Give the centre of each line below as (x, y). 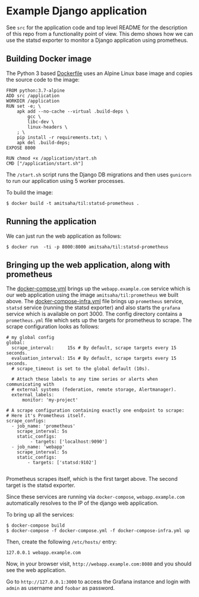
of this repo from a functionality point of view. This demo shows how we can (100, 33)
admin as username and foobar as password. (61, 588)
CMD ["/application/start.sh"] (45, 163)
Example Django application (77, 11)
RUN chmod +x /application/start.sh (51, 158)
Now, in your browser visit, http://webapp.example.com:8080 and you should (99, 564)
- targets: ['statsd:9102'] (62, 463)
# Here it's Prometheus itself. (46, 416)
